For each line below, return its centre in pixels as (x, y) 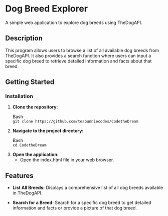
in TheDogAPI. (27, 193)
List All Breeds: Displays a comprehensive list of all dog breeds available (88, 187)
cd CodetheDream (29, 145)
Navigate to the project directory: (48, 131)
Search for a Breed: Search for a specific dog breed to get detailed (82, 202)
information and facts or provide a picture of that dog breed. (74, 208)
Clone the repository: (35, 107)
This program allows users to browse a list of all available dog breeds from (82, 50)
